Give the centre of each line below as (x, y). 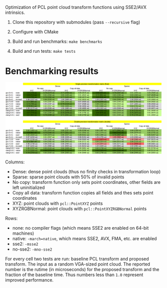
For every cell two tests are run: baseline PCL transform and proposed (77, 259)
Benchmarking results (52, 71)
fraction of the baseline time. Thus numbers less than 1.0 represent (74, 275)
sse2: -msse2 (25, 244)
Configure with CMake (35, 32)
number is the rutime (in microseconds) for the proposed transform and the (82, 270)
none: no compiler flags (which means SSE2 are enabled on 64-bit (81, 228)
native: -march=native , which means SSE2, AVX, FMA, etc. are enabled (84, 239)
